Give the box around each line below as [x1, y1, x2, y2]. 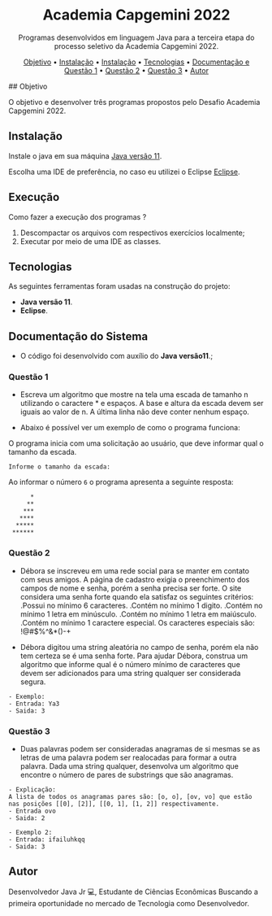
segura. [19, 677, 46, 687]
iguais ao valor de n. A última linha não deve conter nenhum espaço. [19, 407, 250, 417]
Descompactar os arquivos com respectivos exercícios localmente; [19, 228, 245, 238]
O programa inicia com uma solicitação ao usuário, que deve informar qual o [8, 438, 264, 448]
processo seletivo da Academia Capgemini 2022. [54, 41, 219, 50]
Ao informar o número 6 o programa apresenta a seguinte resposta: [8, 478, 234, 487]
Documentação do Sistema [8, 329, 149, 343]
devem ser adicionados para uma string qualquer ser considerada [19, 668, 241, 678]
